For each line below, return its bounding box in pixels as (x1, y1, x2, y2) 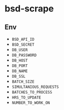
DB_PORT (11, 63, 28, 68)
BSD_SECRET (11, 42, 35, 47)
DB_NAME (11, 69, 28, 74)
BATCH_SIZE (11, 79, 35, 84)
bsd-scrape (4, 3, 54, 14)
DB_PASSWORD (11, 53, 37, 58)
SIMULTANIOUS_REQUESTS (11, 85, 59, 90)
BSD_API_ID (11, 37, 35, 42)
